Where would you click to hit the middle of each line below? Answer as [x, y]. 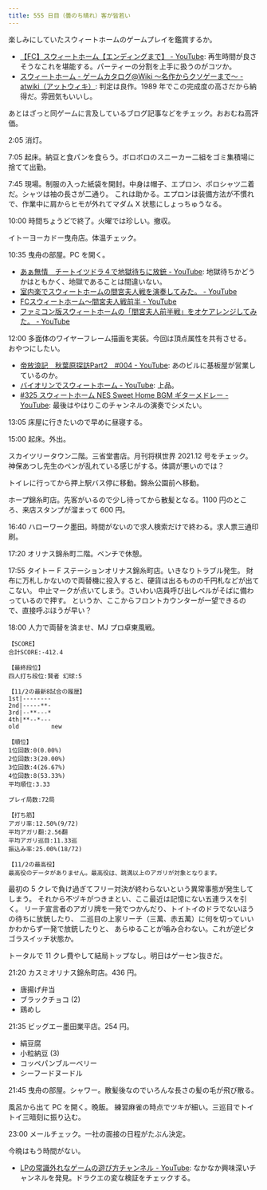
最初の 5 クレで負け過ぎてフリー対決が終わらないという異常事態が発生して [131, 889]
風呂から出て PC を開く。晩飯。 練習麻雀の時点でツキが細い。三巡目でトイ [131, 1107]
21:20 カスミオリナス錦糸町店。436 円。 [75, 972]
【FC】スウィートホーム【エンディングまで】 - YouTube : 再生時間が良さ [138, 56]
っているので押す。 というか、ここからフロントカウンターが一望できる [124, 600]
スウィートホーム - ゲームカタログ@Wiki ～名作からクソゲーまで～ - [132, 76]
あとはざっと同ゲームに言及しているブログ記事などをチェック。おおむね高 [130, 113]
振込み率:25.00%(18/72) [45, 849]
